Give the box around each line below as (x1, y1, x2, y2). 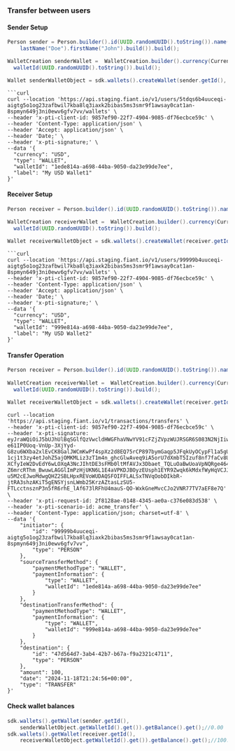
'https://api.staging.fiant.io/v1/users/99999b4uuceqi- (57, 256, 224, 264)
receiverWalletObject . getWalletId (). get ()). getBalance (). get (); (20, 737, 211, 744)
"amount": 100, (20, 668, 64, 676)
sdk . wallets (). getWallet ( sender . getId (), (7, 717, 130, 724)
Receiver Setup (7, 190, 53, 198)
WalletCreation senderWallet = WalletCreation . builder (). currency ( (7, 57, 211, 64)
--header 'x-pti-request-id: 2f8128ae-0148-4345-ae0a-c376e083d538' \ (7, 497, 218, 504)
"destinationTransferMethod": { (20, 601, 114, 608)
